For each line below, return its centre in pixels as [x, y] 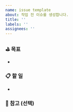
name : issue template [28, 10]
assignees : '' [20, 29]
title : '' [16, 19]
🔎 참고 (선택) [20, 103]
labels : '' [17, 24]
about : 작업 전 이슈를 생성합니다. [37, 15]
